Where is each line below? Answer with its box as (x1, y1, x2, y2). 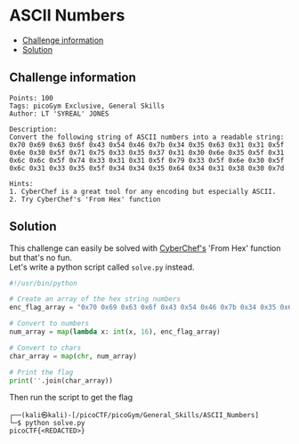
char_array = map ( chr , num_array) (9, 351, 138, 360)
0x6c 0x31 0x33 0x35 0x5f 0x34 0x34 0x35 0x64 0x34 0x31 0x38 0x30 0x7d (9, 164, 285, 173)
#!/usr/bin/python (9, 279, 77, 287)
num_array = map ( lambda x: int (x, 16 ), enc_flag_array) (9, 327, 221, 336)
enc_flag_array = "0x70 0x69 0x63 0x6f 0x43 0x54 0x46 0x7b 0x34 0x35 (9, 303, 277, 312)
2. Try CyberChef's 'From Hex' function (9, 195, 162, 204)
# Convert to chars (9, 343, 82, 352)
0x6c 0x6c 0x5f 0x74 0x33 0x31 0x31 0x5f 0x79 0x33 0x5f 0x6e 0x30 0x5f (9, 156, 285, 165)
